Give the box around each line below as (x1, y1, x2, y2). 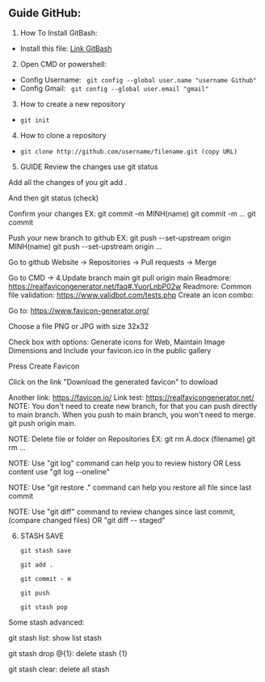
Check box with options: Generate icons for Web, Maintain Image (8, 337, 225, 347)
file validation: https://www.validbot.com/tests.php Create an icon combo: (8, 290, 254, 300)
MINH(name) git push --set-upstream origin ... (8, 242, 162, 251)
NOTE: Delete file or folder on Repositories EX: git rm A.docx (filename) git (8, 434, 256, 444)
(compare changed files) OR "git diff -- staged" (8, 515, 166, 524)
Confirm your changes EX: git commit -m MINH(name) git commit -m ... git (8, 208, 256, 218)
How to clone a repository (19, 130, 107, 140)
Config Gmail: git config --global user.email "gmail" (19, 83, 209, 93)
